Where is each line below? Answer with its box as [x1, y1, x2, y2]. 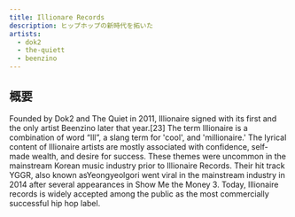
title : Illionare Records [9, 12, 105, 22]
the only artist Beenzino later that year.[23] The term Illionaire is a [9, 122, 248, 133]
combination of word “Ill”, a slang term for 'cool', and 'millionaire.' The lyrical [9, 132, 287, 143]
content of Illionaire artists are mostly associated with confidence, [9, 141, 250, 151]
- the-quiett [17, 46, 66, 55]
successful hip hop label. [9, 198, 101, 208]
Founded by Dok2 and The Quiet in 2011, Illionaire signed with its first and [9, 112, 277, 124]
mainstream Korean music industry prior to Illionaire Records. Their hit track [9, 160, 285, 171]
